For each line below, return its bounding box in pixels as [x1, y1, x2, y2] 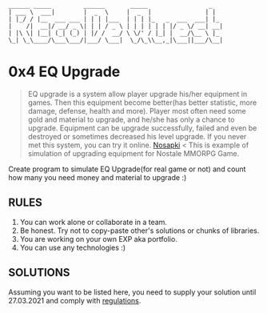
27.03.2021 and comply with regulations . [8, 295, 141, 305]
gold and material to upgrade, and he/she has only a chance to [27, 114, 235, 124]
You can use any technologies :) [19, 243, 126, 252]
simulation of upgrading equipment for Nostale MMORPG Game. [27, 148, 240, 158]
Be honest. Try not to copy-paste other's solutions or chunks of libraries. [19, 226, 260, 235]
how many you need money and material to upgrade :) [8, 172, 187, 182]
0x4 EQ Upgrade [8, 62, 121, 81]
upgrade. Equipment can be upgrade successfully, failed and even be [27, 122, 257, 133]
